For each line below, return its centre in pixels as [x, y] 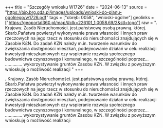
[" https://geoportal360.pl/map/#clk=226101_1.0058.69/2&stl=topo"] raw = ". [81, 22]
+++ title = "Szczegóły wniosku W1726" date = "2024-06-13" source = [76, 7]
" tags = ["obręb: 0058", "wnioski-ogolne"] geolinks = [100, 17]
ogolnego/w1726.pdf [26, 17]
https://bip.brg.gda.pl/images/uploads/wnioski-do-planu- [64, 12]
